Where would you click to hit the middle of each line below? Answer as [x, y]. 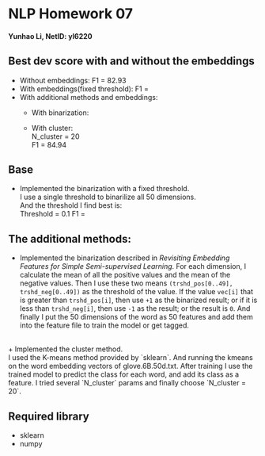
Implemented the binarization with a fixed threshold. [104, 189]
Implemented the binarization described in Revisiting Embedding [125, 258]
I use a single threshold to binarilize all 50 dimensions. [108, 197]
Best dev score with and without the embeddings [132, 61]
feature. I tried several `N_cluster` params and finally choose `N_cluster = [127, 383]
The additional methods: [70, 239]
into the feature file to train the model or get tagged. [104, 325]
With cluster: [52, 128]
